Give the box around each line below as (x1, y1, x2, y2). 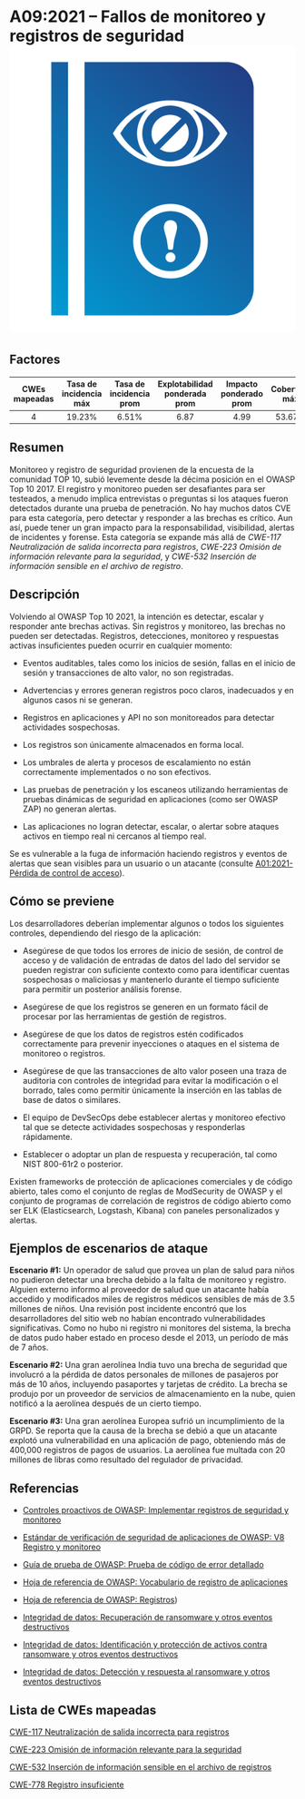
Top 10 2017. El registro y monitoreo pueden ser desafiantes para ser (9, 483, 266, 494)
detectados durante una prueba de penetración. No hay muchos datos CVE (9, 502, 291, 514)
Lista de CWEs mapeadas (9, 1702, 157, 1717)
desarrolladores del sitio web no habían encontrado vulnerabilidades (9, 1313, 266, 1324)
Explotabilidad (157, 378, 213, 389)
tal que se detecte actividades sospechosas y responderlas (22, 1121, 246, 1132)
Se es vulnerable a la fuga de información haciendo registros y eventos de (9, 848, 288, 859)
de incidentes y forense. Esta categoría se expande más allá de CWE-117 (9, 531, 281, 542)
